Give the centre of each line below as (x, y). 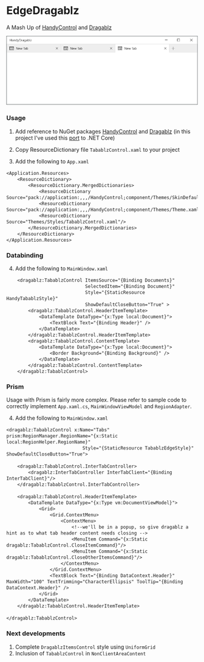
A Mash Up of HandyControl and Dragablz (59, 27)
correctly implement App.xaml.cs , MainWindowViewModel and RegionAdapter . (99, 406)
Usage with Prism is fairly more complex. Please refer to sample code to (97, 400)
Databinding (25, 255)
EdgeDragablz (43, 11)
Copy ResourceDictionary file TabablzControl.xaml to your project (97, 149)
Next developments (36, 633)
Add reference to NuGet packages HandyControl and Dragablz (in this (103, 131)
